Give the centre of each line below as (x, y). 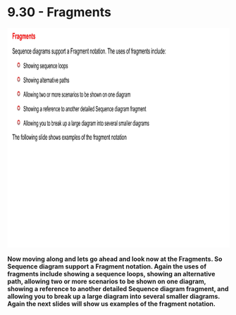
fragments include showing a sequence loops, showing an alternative (111, 274)
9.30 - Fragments (59, 12)
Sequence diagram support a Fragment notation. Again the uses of (107, 266)
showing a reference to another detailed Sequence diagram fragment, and (118, 288)
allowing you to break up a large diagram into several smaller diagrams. (114, 296)
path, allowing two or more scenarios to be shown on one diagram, (107, 281)
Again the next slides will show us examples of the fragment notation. (112, 304)
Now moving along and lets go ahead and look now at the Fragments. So (115, 259)
